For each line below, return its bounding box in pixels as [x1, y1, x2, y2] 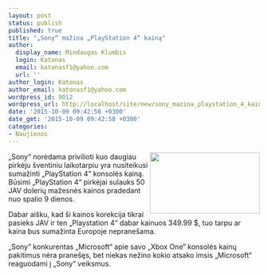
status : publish [8, 19, 62, 27]
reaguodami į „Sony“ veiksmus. [8, 259, 112, 268]
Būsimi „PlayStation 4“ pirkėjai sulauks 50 [8, 177, 145, 187]
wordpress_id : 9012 [8, 93, 73, 101]
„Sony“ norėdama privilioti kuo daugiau [8, 152, 137, 161]
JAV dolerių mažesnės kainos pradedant [8, 185, 141, 195]
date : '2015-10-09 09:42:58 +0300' [8, 108, 127, 116]
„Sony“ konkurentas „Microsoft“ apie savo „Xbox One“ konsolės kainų [8, 242, 237, 251]
